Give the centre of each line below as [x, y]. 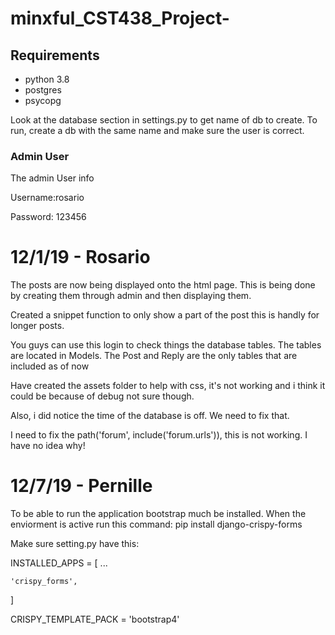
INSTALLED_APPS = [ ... [59, 563]
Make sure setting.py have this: [75, 544]
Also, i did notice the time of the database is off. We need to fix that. [150, 416]
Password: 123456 [48, 217]
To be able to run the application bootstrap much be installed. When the [158, 514]
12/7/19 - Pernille [81, 486]
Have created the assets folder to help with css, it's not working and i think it [168, 386]
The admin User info [52, 178]
